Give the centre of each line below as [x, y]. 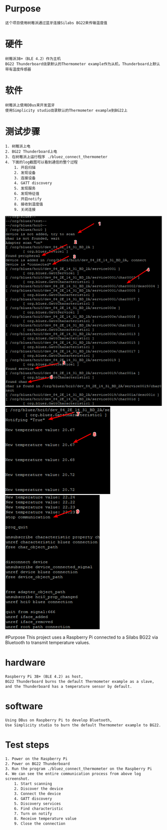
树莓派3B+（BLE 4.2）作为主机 [33, 59]
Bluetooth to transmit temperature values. [48, 643]
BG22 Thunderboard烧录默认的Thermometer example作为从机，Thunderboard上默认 [83, 64]
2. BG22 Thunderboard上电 [31, 152]
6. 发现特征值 [27, 193]
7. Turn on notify [33, 814]
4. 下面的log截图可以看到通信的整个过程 [42, 162]
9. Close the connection [40, 824]
